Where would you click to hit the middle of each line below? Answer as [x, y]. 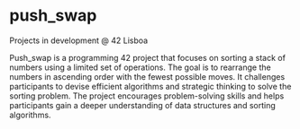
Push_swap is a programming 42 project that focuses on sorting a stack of [148, 57]
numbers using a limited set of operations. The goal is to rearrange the [141, 67]
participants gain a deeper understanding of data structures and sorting [143, 105]
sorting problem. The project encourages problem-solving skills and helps [147, 96]
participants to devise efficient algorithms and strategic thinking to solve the [150, 86]
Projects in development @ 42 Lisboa [79, 40]
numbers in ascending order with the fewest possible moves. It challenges [147, 76]
